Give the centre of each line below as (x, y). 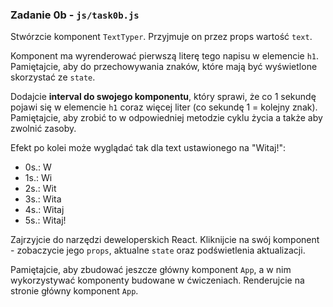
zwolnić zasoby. (43, 129)
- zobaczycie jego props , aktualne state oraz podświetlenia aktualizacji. (158, 250)
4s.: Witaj (44, 210)
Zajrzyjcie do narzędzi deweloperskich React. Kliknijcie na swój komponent (165, 240)
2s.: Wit (40, 189)
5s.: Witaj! (45, 220)
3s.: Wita (43, 199)
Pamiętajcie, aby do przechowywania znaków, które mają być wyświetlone (164, 67)
